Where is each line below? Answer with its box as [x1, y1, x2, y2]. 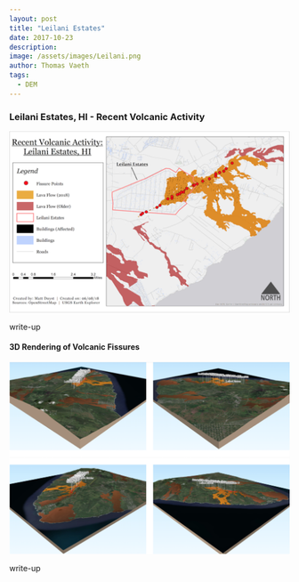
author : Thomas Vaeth [9, 61, 90, 70]
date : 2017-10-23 [9, 33, 74, 42]
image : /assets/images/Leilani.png [9, 52, 141, 61]
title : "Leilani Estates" [9, 23, 105, 33]
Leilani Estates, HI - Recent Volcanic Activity [9, 110, 206, 123]
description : [9, 43, 58, 52]
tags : [9, 71, 29, 80]
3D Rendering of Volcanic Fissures [9, 342, 141, 352]
